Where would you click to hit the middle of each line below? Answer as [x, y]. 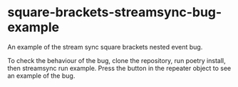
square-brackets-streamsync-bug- [115, 12]
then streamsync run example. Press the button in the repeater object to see [119, 68]
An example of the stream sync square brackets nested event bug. [105, 47]
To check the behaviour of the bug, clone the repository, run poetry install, [117, 60]
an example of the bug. [41, 76]
